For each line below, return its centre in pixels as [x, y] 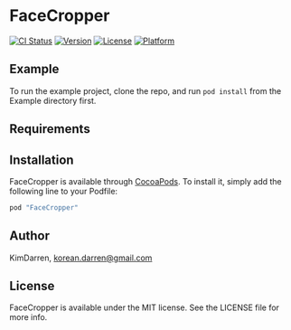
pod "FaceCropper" [44, 207]
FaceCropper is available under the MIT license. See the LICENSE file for [145, 307]
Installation [42, 160]
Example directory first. [53, 100]
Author [29, 236]
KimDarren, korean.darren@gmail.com [81, 258]
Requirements [50, 129]
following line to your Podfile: [64, 191]
